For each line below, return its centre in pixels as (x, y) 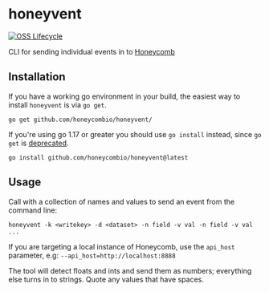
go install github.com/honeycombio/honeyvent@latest (98, 157)
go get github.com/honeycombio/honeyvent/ (80, 120)
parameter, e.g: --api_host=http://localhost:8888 (92, 255)
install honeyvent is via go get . (57, 104)
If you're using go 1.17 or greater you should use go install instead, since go (135, 134)
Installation (37, 77)
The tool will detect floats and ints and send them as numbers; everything (130, 270)
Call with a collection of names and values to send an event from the (122, 201)
